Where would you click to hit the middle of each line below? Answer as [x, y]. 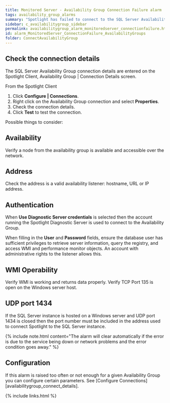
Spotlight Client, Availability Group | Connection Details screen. [71, 76]
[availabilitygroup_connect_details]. [42, 386]
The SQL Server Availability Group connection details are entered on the [80, 71]
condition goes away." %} [32, 347]
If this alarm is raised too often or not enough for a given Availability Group [83, 375]
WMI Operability [32, 270]
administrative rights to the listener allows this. [54, 254]
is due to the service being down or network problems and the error [76, 341]
